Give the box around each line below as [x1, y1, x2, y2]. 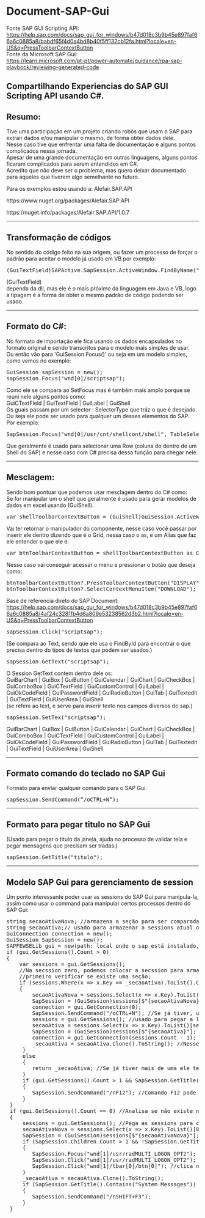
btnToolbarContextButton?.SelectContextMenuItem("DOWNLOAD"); [6, 585, 196, 592]
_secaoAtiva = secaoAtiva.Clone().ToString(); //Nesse [32, 1041, 200, 1047]
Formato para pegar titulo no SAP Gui [6, 819, 151, 830]
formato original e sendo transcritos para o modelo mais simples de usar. [6, 344, 190, 351]
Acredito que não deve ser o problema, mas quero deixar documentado [6, 167, 186, 174]
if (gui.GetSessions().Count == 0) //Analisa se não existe [9, 1108, 193, 1115]
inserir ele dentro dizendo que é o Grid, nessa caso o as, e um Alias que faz [6, 531, 196, 539]
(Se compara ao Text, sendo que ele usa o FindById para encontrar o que [6, 640, 191, 647]
